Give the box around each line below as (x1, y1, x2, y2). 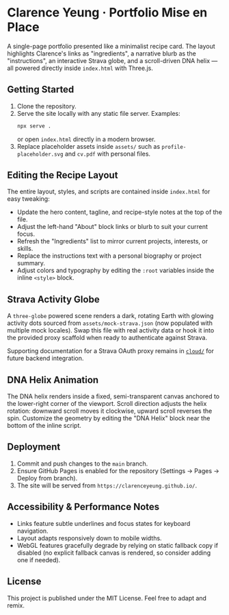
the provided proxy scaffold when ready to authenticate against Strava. (7, 334, 207, 342)
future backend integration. (7, 354, 84, 363)
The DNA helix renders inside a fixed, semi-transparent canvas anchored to (7, 392, 220, 400)
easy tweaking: (7, 195, 50, 203)
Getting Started (7, 84, 75, 95)
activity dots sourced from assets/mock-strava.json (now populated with (7, 319, 213, 327)
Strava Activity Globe (7, 293, 100, 305)
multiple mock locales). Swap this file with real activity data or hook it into (7, 326, 215, 335)
